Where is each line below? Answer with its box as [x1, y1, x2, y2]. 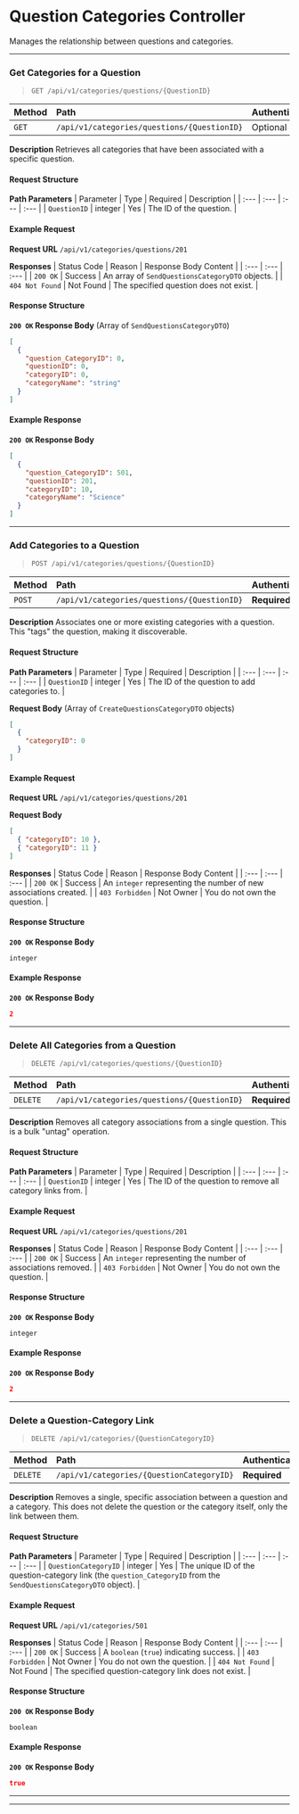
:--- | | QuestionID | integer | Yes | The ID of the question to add [23, 676, 255, 687]
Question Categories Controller [9, 6, 246, 27]
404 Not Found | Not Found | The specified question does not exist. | [9, 279, 259, 291]
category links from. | [9, 1185, 88, 1196]
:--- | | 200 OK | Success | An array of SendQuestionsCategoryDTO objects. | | [9, 270, 283, 281]
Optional [251, 121, 287, 134]
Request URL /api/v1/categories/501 [9, 1620, 149, 1630]
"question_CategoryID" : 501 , [25, 468, 133, 477]
